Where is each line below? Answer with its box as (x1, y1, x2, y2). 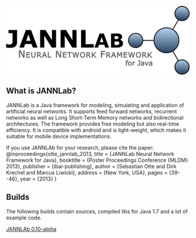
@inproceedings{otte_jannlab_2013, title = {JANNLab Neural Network (6, 150, 174, 157)
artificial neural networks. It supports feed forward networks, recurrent (6, 108, 177, 115)
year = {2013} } (20, 175, 57, 182)
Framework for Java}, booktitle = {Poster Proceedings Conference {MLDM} (6, 157, 188, 164)
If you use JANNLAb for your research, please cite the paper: (6, 144, 154, 151)
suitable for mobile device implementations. (6, 132, 111, 140)
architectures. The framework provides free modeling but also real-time (6, 120, 180, 127)
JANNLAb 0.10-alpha (6, 225, 57, 232)
